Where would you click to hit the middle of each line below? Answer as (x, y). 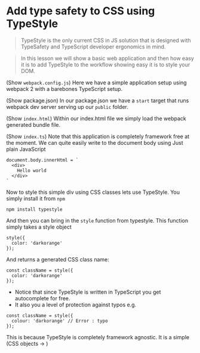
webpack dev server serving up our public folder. (67, 106)
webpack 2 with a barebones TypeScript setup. (64, 89)
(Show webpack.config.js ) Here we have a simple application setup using (96, 83)
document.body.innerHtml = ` (42, 160)
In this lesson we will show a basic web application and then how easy (107, 58)
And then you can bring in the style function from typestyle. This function (97, 220)
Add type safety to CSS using (81, 11)
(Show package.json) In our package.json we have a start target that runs (98, 101)
